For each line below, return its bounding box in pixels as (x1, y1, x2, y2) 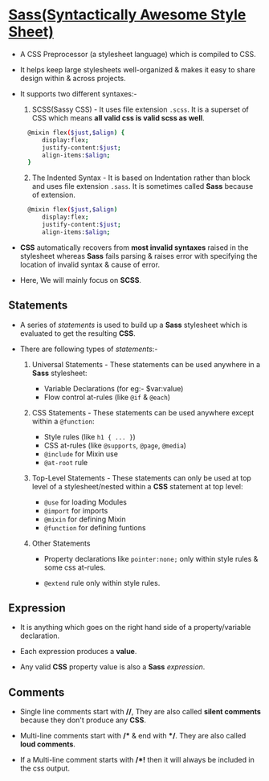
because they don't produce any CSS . (19, 715, 147, 725)
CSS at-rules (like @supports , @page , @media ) (43, 440, 187, 450)
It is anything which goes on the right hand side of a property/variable (19, 623, 251, 632)
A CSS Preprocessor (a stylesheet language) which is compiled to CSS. (19, 49, 256, 59)
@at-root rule (43, 457, 88, 467)
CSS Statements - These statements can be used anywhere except (31, 407, 255, 417)
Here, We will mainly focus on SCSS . (19, 275, 142, 284)
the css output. (19, 763, 71, 773)
